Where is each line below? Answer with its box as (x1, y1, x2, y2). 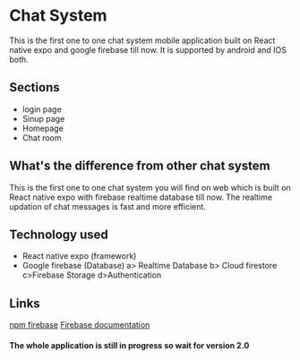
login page (21, 104, 63, 115)
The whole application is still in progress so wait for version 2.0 (9, 339, 250, 350)
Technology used (9, 227, 109, 242)
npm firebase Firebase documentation (9, 320, 150, 330)
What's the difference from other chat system (9, 159, 270, 174)
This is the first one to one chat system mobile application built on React (9, 35, 276, 46)
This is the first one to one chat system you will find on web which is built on (9, 182, 291, 193)
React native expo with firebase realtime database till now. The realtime (9, 192, 273, 202)
